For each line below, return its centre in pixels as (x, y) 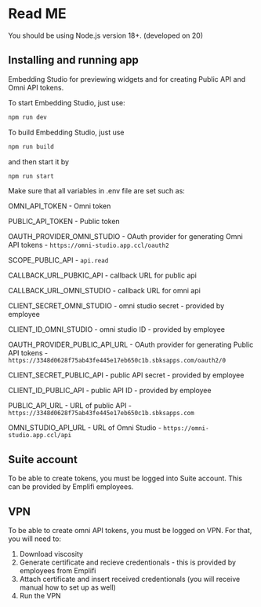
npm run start (31, 176)
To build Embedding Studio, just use (66, 132)
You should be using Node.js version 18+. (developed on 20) (106, 35)
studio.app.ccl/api (40, 436)
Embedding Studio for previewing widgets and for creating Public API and (127, 79)
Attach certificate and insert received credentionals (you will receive (130, 579)
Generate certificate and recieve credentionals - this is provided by (128, 562)
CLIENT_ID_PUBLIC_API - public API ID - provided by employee (110, 391)
